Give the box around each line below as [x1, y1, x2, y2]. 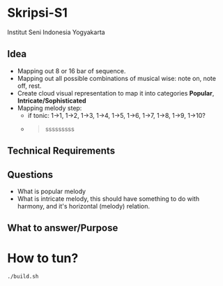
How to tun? [7, 250, 79, 266]
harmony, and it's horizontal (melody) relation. [17, 202, 151, 210]
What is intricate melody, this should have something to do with [17, 194, 200, 203]
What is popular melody [17, 187, 86, 195]
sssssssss [45, 124, 75, 133]
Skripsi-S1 [7, 5, 68, 21]
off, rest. [17, 82, 42, 90]
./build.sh [7, 273, 39, 280]
